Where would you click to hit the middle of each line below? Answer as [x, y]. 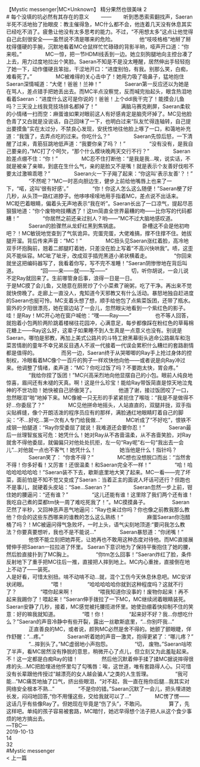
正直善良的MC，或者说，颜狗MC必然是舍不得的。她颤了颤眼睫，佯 [110, 629]
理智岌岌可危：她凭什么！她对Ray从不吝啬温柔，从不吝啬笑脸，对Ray [107, 435]
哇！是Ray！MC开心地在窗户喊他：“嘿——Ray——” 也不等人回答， [99, 315]
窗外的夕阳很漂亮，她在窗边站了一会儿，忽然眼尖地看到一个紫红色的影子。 [97, 308]
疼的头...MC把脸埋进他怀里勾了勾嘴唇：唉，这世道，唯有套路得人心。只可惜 [99, 666]
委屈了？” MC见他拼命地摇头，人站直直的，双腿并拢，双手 [104, 405]
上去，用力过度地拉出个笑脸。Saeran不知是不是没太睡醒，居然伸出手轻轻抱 [98, 62]
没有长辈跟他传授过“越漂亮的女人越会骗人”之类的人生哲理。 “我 [95, 674]
